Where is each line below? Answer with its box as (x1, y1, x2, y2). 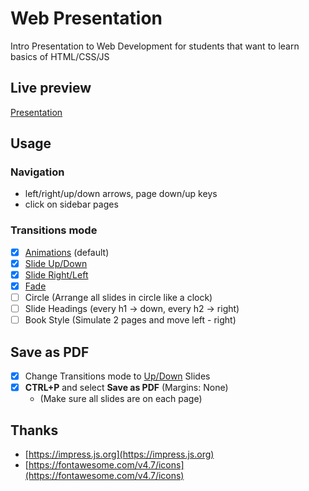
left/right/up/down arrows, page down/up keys (24, 188, 218, 200)
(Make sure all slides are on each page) (39, 393, 203, 405)
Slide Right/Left (24, 268, 89, 281)
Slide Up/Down (24, 257, 88, 269)
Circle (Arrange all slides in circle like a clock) (24, 291, 213, 303)
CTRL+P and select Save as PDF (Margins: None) (24, 382, 229, 394)
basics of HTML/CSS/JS (10, 50, 110, 62)
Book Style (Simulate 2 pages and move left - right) (24, 314, 237, 326)
